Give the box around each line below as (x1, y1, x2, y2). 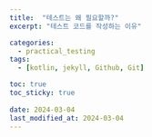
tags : (9, 55, 30, 64)
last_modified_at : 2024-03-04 (9, 113, 125, 122)
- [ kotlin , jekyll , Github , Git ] (17, 64, 145, 73)
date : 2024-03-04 (9, 105, 76, 114)
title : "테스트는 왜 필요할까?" (9, 13, 119, 23)
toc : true (9, 80, 47, 89)
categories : (9, 38, 55, 47)
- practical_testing (17, 46, 96, 55)
